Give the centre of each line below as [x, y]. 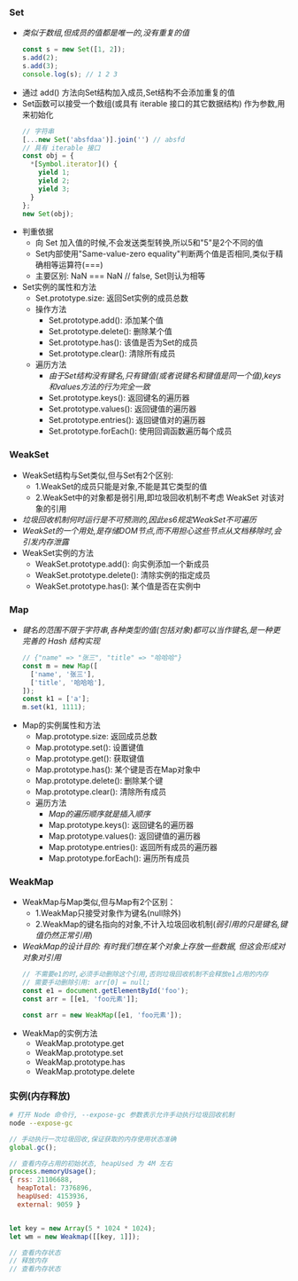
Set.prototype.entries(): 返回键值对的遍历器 [127, 420]
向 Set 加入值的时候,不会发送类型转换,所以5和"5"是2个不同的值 [149, 243]
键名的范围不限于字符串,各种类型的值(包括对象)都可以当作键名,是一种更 [151, 630]
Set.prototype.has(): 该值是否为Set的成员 [123, 342]
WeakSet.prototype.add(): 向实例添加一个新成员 [122, 564]
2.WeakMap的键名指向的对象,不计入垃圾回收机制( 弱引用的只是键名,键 [161, 925]
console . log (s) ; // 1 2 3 [69, 74]
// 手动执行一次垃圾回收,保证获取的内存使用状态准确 [93, 1139]
